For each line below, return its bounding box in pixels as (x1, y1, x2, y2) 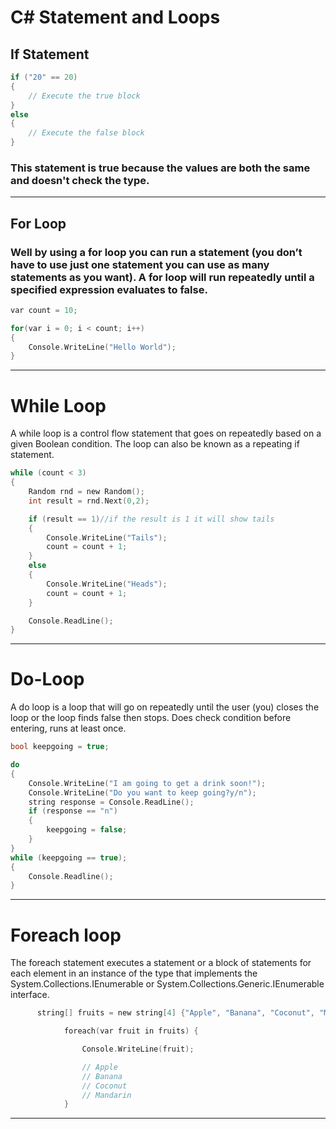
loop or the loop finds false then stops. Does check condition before (10, 712, 292, 724)
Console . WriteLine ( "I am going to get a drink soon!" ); (28, 778, 267, 788)
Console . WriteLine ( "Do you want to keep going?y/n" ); (28, 787, 257, 798)
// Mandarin (81, 1090, 132, 1100)
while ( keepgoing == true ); (10, 852, 128, 863)
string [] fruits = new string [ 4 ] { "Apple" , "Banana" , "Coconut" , (36, 1008, 315, 1018)
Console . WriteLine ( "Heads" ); (46, 579, 168, 589)
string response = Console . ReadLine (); (28, 797, 195, 807)
